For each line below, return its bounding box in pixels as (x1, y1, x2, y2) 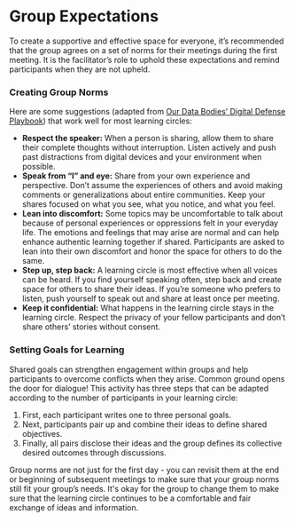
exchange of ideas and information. (9, 502, 139, 512)
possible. (21, 162, 56, 172)
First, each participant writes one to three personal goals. (21, 409, 232, 420)
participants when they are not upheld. (9, 64, 151, 75)
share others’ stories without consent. (21, 321, 161, 332)
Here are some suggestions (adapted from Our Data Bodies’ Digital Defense (9, 107, 286, 117)
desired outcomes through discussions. (21, 447, 167, 458)
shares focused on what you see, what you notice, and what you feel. (21, 199, 276, 210)
